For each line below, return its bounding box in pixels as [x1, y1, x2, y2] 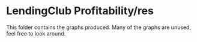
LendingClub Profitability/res [6, 4, 154, 18]
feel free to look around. [6, 30, 66, 37]
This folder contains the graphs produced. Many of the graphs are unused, [6, 24, 191, 31]
